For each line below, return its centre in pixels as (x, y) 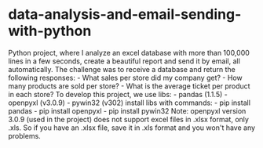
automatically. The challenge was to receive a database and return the (122, 69)
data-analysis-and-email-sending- (125, 14)
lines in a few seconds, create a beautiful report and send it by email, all (124, 61)
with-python (50, 31)
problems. (24, 135)
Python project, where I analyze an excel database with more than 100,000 (129, 52)
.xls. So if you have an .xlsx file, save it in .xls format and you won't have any (132, 128)
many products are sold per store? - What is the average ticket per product (129, 86)
